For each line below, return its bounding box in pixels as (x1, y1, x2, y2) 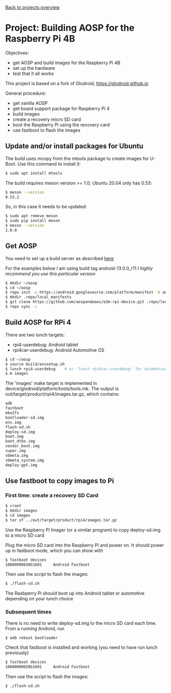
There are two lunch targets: (5, 331, 65, 338)
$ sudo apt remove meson (5, 213, 58, 218)
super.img (5, 448, 26, 453)
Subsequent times (5, 608, 52, 616)
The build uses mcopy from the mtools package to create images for (5, 155, 149, 161)
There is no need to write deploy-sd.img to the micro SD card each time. (5, 620, 157, 626)
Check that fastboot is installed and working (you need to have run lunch (5, 644, 158, 651)
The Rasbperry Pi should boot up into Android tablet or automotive (5, 590, 145, 596)
